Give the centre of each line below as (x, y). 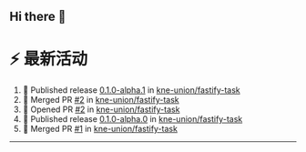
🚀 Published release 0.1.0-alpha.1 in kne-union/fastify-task (131, 90)
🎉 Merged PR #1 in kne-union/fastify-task (100, 129)
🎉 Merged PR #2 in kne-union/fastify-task (101, 100)
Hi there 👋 (38, 17)
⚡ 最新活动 (49, 59)
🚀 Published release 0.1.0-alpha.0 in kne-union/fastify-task (133, 119)
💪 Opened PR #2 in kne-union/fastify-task (101, 109)
